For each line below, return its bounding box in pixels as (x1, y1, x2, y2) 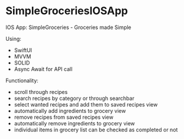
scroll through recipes (14, 88, 68, 95)
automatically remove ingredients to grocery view (14, 119, 135, 127)
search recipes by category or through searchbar (14, 95, 134, 102)
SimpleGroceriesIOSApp (5, 4, 128, 18)
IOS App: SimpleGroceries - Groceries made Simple (5, 24, 131, 31)
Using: (5, 35, 22, 42)
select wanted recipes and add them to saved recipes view (14, 101, 158, 108)
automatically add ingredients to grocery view (14, 107, 126, 114)
